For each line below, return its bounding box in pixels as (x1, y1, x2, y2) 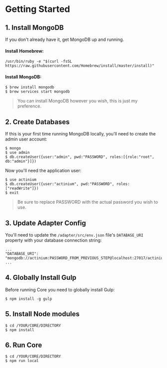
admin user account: (5, 136, 47, 142)
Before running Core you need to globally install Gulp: (5, 286, 115, 292)
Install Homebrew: (5, 48, 44, 54)
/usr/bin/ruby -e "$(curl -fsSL (5, 59, 72, 64)
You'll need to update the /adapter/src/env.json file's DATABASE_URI (5, 232, 144, 238)
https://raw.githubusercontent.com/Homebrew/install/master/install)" (5, 63, 155, 68)
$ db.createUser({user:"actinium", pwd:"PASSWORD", (5, 182, 114, 187)
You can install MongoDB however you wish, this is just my (17, 98, 138, 104)
